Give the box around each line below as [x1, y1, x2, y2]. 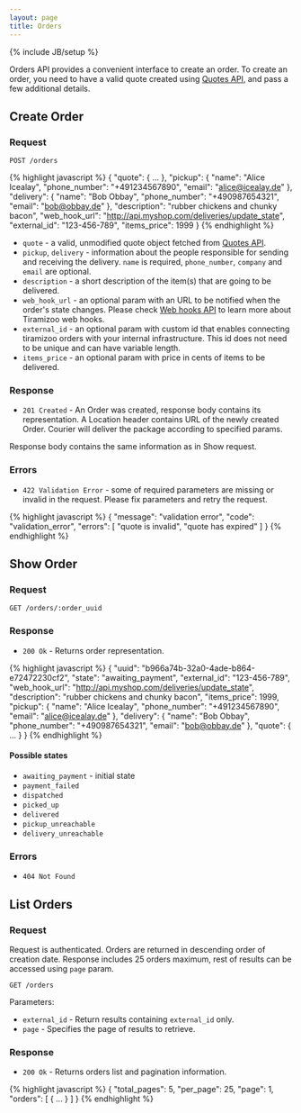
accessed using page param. [9, 963, 114, 973]
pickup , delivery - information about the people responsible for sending [22, 247, 289, 258]
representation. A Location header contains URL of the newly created [22, 414, 279, 425]
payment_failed [22, 781, 80, 791]
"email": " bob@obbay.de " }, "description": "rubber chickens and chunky [9, 201, 278, 212]
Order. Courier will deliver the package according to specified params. [22, 424, 283, 435]
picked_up [22, 801, 60, 810]
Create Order [9, 109, 84, 124]
